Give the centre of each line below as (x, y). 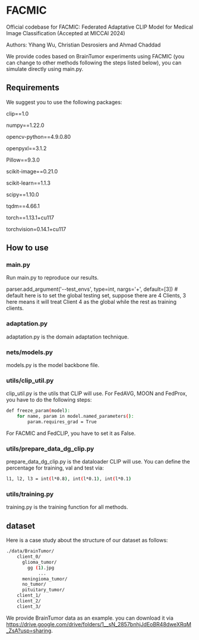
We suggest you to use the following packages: (64, 102)
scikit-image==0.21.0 (32, 171)
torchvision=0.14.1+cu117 (36, 229)
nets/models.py (30, 352)
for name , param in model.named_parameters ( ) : (75, 417)
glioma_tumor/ (40, 562)
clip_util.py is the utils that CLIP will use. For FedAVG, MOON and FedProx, (97, 393)
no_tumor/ (34, 585)
